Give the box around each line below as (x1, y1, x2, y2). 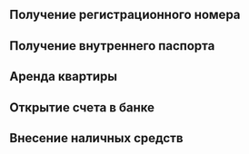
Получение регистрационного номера (9, 7, 241, 23)
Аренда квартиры (9, 69, 118, 84)
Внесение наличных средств (9, 130, 184, 146)
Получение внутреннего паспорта (9, 38, 215, 53)
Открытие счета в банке (9, 100, 155, 115)
